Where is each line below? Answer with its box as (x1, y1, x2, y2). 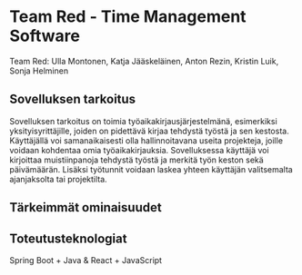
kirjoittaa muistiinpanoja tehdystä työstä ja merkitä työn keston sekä (9, 154, 264, 165)
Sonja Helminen (9, 65, 69, 76)
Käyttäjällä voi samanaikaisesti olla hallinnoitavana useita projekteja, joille (9, 134, 284, 146)
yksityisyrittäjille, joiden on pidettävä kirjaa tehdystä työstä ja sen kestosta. (9, 125, 289, 136)
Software (9, 25, 80, 46)
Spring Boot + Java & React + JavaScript (9, 254, 162, 265)
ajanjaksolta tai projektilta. (9, 173, 107, 184)
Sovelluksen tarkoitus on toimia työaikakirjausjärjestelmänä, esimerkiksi (9, 115, 277, 126)
